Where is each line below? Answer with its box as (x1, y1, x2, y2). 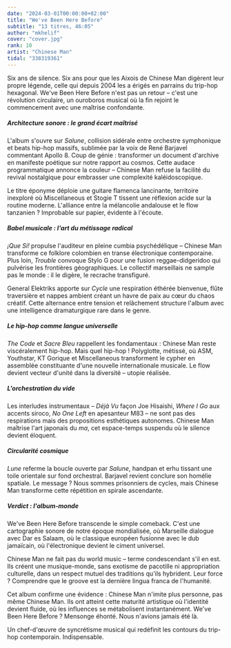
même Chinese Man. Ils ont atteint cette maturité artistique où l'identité (7, 597, 209, 605)
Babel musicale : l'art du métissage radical (7, 224, 133, 232)
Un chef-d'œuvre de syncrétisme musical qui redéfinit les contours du (7, 625, 207, 634)
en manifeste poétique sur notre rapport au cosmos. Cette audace (7, 158, 195, 166)
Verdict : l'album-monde (7, 502, 79, 510)
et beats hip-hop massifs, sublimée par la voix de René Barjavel (7, 143, 188, 152)
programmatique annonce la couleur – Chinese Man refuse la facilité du (7, 165, 210, 174)
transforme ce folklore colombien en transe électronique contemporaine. (7, 249, 214, 257)
